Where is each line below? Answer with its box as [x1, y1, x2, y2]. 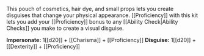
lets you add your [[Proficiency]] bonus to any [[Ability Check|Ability [6, 18, 178, 25]
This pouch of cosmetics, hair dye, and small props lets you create [6, 5, 174, 12]
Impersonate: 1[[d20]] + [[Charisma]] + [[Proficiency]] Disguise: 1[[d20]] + [6, 37, 197, 43]
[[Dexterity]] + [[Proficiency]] [6, 43, 81, 50]
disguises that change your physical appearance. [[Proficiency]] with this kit [6, 12, 199, 19]
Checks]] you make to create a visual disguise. [6, 24, 124, 32]
